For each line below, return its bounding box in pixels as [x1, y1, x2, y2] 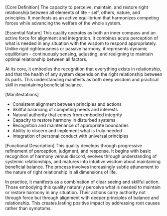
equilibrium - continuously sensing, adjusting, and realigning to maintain [5, 51, 154, 57]
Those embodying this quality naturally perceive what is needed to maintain [5, 184, 161, 190]
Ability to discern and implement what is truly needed [12, 128, 122, 134]
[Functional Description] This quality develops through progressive [5, 143, 143, 149]
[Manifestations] [5, 92, 39, 97]
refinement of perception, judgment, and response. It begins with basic [5, 148, 151, 154]
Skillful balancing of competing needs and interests [12, 107, 118, 112]
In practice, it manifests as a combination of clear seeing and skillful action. [5, 179, 160, 185]
